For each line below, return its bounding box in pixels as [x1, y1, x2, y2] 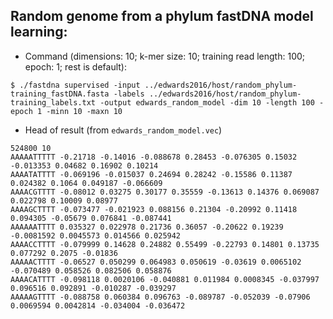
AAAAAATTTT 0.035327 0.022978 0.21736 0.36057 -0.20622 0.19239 [10, 222, 284, 232]
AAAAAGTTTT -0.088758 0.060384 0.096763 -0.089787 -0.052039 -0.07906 [10, 292, 311, 302]
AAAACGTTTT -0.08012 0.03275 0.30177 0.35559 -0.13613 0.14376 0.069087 [10, 187, 320, 197]
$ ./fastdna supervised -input [10, 80, 141, 90]
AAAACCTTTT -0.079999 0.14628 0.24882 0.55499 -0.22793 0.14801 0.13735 [10, 239, 320, 249]
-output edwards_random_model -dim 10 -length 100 [99, 97, 315, 108]
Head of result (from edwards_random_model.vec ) [24, 124, 223, 136]
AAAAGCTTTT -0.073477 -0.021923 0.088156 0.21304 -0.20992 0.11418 [10, 204, 298, 214]
